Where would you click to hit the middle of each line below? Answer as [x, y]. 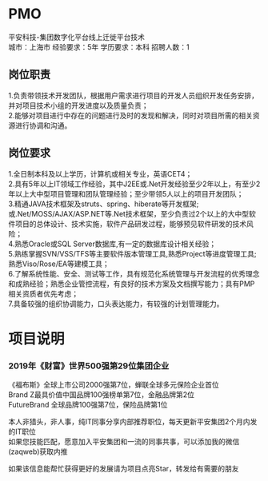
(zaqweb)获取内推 [38, 451]
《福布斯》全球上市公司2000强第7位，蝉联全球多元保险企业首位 [114, 385]
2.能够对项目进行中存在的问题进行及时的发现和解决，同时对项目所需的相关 [131, 115]
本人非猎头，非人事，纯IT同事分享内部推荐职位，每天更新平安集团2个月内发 [133, 422]
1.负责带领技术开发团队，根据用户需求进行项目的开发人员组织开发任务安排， [133, 95]
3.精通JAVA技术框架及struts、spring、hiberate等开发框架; [104, 204]
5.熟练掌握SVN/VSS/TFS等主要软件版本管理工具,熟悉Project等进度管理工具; [132, 253]
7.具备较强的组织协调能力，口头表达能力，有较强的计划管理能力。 [116, 304]
